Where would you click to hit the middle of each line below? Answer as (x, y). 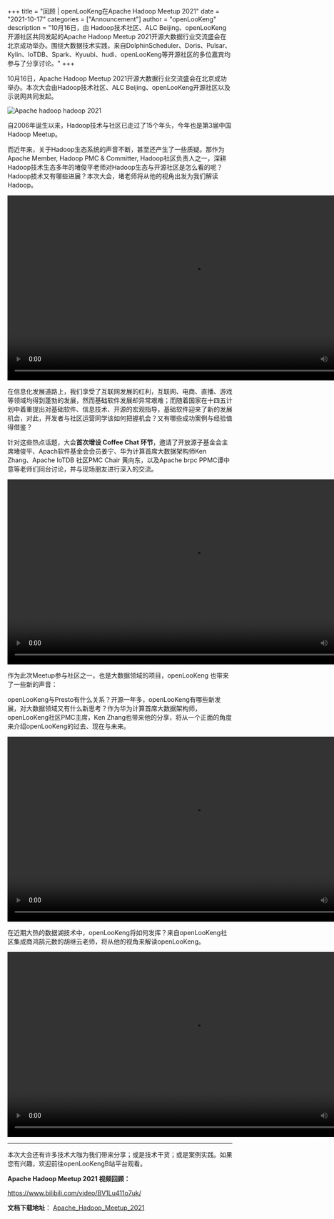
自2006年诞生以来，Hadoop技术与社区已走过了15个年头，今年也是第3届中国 (120, 125)
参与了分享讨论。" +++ (41, 63)
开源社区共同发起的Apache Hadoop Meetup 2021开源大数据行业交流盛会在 (117, 36)
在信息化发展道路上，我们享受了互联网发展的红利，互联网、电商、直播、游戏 (120, 391)
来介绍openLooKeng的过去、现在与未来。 (69, 726)
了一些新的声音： (32, 684)
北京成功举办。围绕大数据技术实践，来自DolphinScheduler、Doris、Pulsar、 (120, 45)
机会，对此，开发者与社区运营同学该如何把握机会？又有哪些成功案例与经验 (117, 418)
